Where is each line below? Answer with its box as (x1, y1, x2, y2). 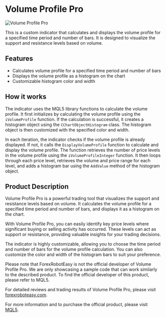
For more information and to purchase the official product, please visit (5, 302, 148, 308)
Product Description (5, 182, 69, 190)
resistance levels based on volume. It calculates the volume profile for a (5, 201, 152, 207)
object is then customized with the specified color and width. (5, 127, 130, 132)
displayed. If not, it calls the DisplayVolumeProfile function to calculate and (5, 141, 159, 147)
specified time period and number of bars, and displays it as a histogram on (5, 206, 160, 212)
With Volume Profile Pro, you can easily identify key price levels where (5, 221, 149, 227)
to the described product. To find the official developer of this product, (5, 272, 150, 278)
